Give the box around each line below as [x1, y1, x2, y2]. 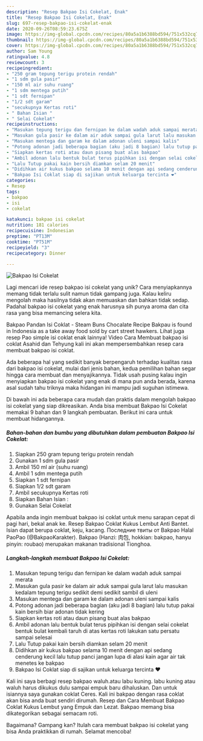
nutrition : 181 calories [6, 222, 69, 228]
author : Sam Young [6, 48, 53, 54]
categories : [6, 178, 36, 184]
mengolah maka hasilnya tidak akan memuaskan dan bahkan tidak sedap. [6, 297, 190, 304]
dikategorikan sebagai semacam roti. [6, 710, 98, 717]
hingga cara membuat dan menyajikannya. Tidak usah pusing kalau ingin [6, 371, 187, 378]
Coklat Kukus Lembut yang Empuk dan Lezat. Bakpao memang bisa [6, 704, 175, 711]
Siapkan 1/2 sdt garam [14, 483, 71, 490]
